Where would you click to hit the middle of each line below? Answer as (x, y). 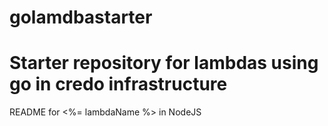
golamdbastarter (81, 17)
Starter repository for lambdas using (164, 63)
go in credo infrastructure (118, 84)
